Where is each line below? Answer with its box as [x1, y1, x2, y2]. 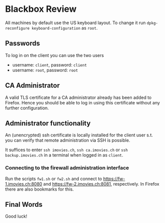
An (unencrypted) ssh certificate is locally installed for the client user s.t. [5, 132, 153, 138]
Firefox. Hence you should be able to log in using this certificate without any [5, 99, 160, 105]
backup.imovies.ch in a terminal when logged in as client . [5, 152, 124, 158]
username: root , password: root [12, 67, 78, 73]
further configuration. [5, 105, 49, 111]
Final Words [5, 200, 43, 209]
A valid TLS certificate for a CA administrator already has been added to [5, 95, 152, 100]
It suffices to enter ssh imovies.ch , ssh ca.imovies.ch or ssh [5, 147, 128, 153]
